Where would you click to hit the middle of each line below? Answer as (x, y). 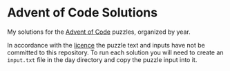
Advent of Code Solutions (82, 13)
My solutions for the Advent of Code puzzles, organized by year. (99, 32)
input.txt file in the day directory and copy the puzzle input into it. (102, 59)
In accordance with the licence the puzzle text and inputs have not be (106, 45)
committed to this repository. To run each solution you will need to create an (115, 52)
